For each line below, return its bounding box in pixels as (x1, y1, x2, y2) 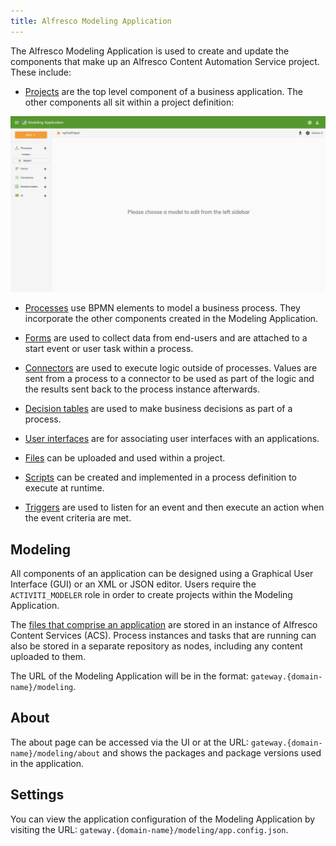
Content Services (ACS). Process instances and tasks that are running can (10, 629, 317, 641)
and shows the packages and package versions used (102, 746, 322, 759)
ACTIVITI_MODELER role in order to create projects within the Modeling (10, 588, 293, 600)
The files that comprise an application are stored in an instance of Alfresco (10, 618, 318, 630)
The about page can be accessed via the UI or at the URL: (10, 736, 250, 748)
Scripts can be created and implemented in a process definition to (24, 471, 298, 484)
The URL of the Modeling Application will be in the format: (10, 670, 249, 682)
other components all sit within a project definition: (24, 96, 235, 108)
